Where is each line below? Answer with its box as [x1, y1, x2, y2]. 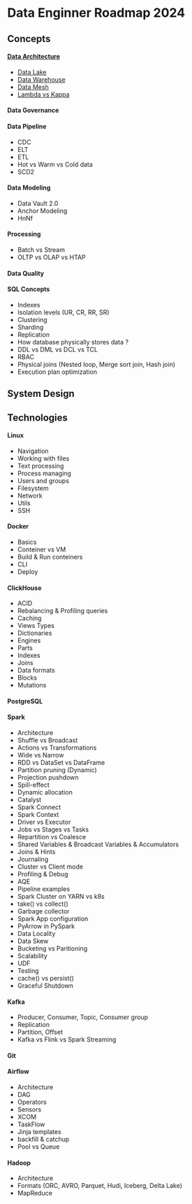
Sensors [17, 1105, 42, 1114]
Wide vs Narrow [17, 750, 64, 759]
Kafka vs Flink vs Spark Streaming [17, 1035, 117, 1044]
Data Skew [17, 937, 49, 945]
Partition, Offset [17, 1028, 64, 1037]
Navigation [17, 447, 49, 455]
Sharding [17, 323, 44, 331]
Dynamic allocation [17, 787, 73, 796]
